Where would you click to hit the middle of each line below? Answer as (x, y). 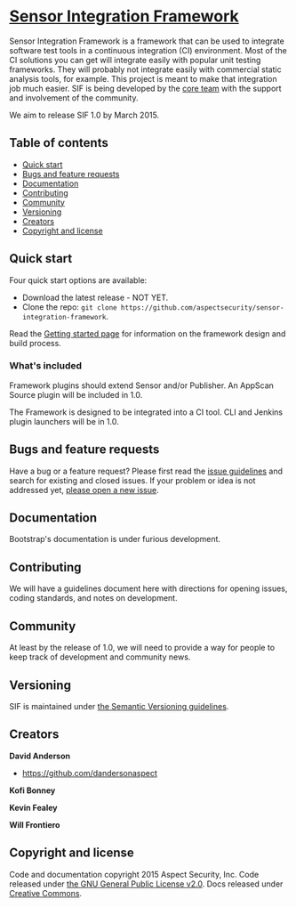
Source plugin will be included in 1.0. (76, 394)
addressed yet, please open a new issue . (84, 490)
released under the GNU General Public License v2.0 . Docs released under (146, 884)
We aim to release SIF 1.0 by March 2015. (84, 115)
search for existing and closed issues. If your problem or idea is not (132, 480)
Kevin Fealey (33, 807)
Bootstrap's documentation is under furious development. (115, 539)
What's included (46, 366)
